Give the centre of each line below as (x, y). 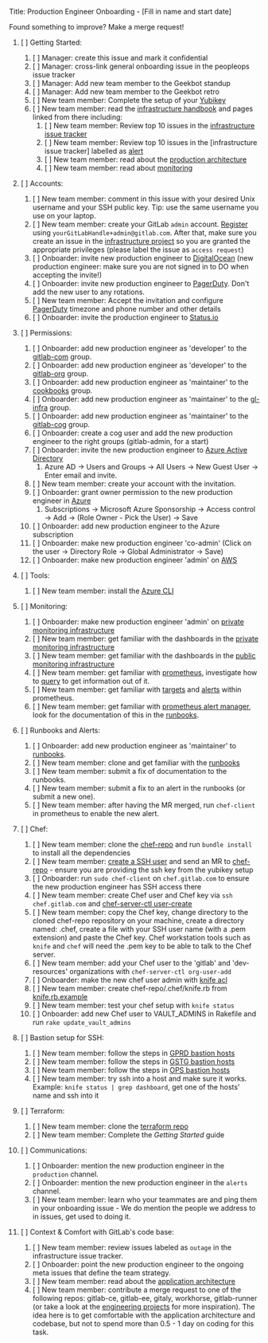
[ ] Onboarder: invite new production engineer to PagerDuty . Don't (141, 283)
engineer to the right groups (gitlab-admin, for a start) (120, 441)
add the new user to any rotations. (89, 292)
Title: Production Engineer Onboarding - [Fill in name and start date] (120, 12)
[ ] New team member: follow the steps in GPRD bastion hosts (134, 1053)
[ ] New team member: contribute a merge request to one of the (137, 1290)
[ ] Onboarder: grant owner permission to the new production (132, 492)
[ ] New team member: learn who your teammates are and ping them (145, 1200)
